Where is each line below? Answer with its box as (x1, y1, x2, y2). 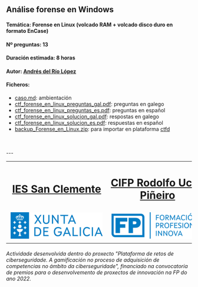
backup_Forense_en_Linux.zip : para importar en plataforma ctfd (14, 125, 170, 132)
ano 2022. (6, 275, 31, 282)
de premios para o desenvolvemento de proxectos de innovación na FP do (6, 269, 187, 276)
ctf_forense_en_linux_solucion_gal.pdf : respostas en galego (14, 113, 159, 120)
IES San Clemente (12, 182, 101, 196)
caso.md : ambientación (14, 94, 72, 101)
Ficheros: (6, 81, 30, 88)
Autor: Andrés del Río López (6, 68, 77, 75)
